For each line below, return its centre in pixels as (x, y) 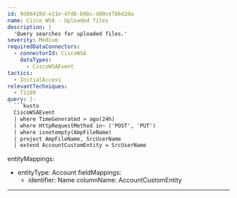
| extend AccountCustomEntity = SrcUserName (80, 146)
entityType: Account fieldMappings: (69, 173)
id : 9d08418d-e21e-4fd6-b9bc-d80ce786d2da (71, 14)
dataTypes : (36, 60)
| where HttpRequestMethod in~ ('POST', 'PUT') (85, 126)
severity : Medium (33, 40)
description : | (30, 27)
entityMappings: (31, 159)
